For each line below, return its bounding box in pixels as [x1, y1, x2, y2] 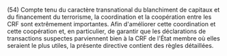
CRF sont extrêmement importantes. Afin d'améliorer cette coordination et [7, 20, 216, 28]
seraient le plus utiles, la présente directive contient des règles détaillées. [7, 42, 214, 49]
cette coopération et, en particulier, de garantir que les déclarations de [7, 27, 206, 35]
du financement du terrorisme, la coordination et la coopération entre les [7, 13, 212, 21]
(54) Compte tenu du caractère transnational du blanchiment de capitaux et [7, 6, 220, 13]
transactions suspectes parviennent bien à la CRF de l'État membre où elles [7, 34, 220, 43]
